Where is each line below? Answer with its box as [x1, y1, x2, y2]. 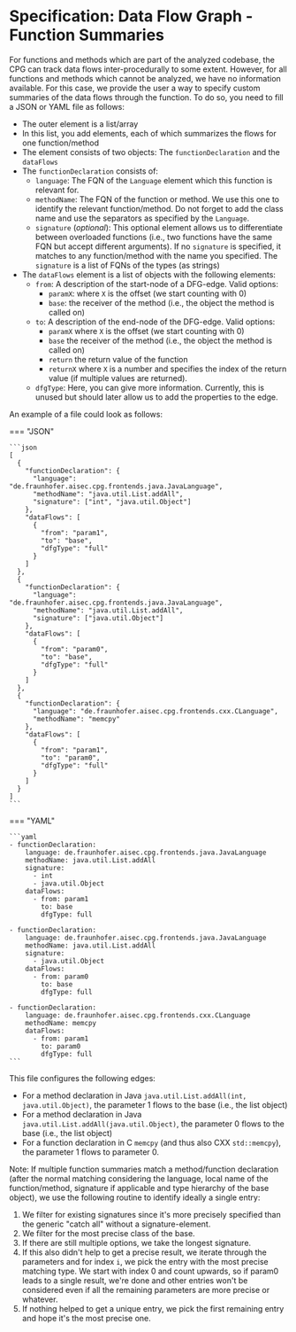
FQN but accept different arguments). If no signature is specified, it [34, 241, 281, 252]
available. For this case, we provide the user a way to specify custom [9, 82, 261, 93]
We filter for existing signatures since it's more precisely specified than [21, 1209, 281, 1219]
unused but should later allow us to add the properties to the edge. [34, 392, 278, 402]
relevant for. [34, 184, 80, 195]
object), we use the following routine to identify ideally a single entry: [9, 1192, 261, 1203]
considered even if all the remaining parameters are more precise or [21, 1284, 270, 1295]
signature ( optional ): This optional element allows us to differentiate [34, 222, 283, 232]
